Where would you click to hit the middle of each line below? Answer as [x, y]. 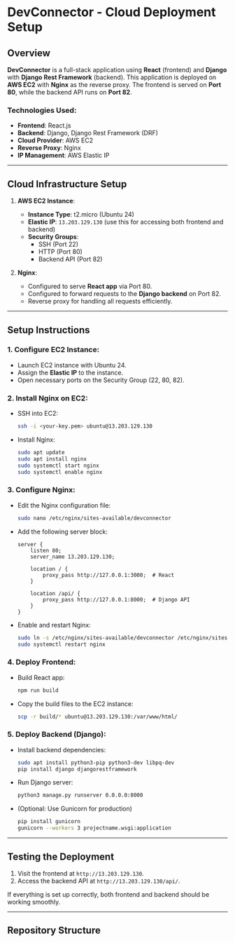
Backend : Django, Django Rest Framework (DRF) [88, 133]
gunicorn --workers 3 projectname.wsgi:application [94, 828]
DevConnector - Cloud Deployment [112, 12]
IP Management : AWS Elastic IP [63, 156]
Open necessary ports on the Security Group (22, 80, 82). [101, 380]
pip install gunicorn [49, 822]
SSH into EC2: [37, 414]
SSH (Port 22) [58, 244]
